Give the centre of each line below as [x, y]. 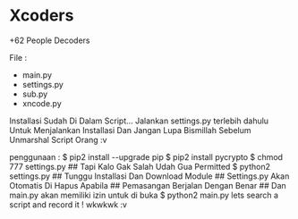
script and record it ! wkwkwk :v [68, 204]
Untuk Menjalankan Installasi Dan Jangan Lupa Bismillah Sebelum [130, 130]
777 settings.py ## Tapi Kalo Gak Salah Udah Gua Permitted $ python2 [140, 166]
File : [18, 57]
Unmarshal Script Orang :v [58, 139]
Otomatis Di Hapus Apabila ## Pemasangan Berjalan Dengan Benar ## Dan [148, 185]
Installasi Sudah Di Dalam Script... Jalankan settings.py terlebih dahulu [139, 121]
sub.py [35, 94]
